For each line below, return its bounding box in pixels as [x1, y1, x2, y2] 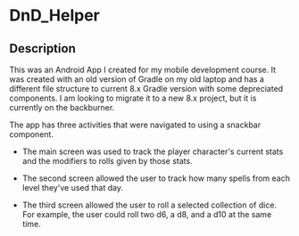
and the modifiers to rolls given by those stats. [21, 156, 194, 166]
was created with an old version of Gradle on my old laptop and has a [9, 74, 265, 85]
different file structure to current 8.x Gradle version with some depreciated [9, 84, 284, 94]
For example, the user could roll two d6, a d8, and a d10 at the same [21, 209, 272, 219]
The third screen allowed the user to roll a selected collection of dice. [21, 199, 278, 210]
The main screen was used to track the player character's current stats [21, 146, 284, 157]
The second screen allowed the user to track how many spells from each [21, 173, 290, 183]
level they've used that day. [21, 183, 123, 192]
